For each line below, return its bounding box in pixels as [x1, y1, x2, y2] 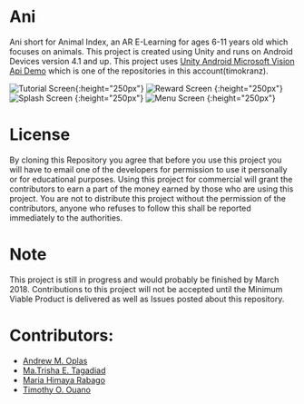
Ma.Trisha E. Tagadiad [22, 365, 106, 376]
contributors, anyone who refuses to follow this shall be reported [9, 202, 251, 213]
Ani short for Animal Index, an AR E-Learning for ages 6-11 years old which [9, 36, 289, 47]
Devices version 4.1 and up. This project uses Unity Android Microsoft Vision [9, 55, 295, 66]
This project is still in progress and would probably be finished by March [9, 274, 279, 285]
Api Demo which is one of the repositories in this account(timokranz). [9, 65, 270, 76]
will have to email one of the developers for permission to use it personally [9, 163, 288, 174]
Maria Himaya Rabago [22, 374, 106, 385]
